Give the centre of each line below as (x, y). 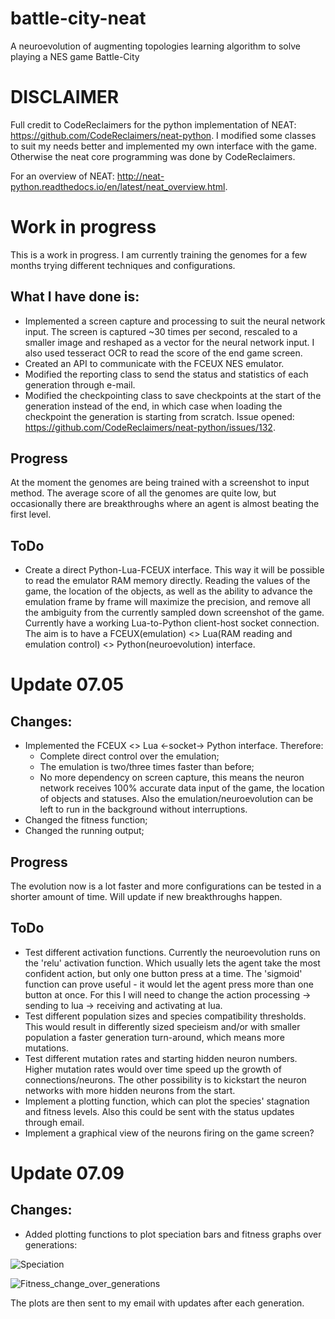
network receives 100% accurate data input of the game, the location (182, 788)
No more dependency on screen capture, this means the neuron (172, 778)
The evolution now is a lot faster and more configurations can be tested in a (166, 886)
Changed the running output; (84, 831)
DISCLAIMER (65, 97)
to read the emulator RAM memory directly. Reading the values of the (167, 581)
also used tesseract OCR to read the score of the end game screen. (163, 353)
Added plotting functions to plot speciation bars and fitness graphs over (173, 1234)
